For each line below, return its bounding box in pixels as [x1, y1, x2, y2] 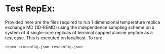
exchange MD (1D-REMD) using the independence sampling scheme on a [5, 24, 155, 30]
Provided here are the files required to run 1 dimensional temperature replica [5, 19, 161, 25]
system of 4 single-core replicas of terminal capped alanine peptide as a [5, 29, 153, 35]
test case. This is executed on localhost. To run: [5, 35, 103, 41]
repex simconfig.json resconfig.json [5, 44, 83, 49]
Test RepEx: [5, 3, 55, 14]
